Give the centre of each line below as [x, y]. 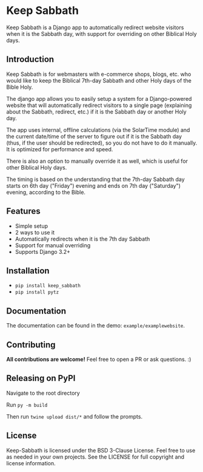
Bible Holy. [20, 87]
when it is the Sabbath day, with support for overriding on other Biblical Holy [101, 33]
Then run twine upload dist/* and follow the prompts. [75, 416]
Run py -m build [27, 405]
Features [23, 211]
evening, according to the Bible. [46, 192]
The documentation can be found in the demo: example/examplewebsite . [96, 326]
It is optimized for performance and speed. [60, 149]
